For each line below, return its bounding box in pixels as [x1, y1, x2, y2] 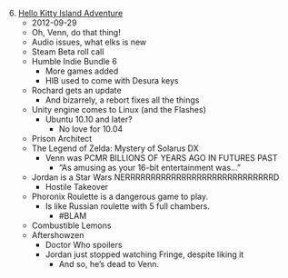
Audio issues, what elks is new [31, 36, 147, 47]
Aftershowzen [31, 230, 84, 240]
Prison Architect [31, 134, 93, 144]
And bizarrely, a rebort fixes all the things [45, 94, 200, 105]
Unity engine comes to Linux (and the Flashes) [31, 104, 207, 114]
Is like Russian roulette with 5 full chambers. [45, 201, 211, 212]
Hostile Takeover [45, 182, 109, 192]
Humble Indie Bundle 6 [31, 56, 118, 66]
